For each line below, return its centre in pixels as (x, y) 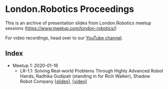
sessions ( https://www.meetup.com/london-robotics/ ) (61, 28)
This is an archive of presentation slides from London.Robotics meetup (78, 23)
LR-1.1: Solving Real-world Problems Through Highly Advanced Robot (92, 71)
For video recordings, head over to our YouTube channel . (64, 38)
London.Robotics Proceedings (70, 9)
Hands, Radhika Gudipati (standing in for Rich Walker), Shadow (85, 76)
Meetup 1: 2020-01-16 (35, 65)
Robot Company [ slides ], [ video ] (53, 81)
